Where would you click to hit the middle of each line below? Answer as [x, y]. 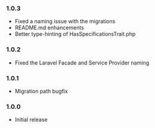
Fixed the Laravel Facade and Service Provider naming [82, 63]
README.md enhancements [49, 28]
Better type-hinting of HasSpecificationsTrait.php [75, 34]
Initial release [31, 120]
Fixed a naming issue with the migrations [65, 22]
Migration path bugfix [41, 91]
